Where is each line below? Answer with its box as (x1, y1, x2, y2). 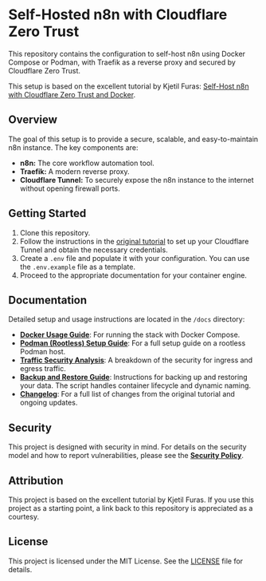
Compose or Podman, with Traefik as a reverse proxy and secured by (8, 57, 237, 67)
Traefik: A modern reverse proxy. (19, 166, 130, 176)
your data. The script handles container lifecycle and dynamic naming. (19, 381, 252, 390)
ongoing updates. (19, 397, 78, 408)
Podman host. (19, 347, 66, 357)
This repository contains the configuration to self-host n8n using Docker (8, 49, 245, 58)
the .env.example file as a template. (19, 262, 135, 271)
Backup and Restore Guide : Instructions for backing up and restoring (19, 373, 248, 382)
